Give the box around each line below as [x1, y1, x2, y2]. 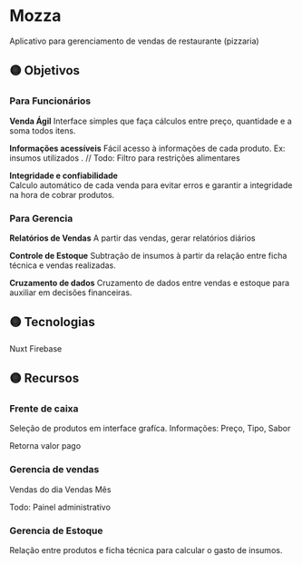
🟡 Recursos [9, 371, 80, 386]
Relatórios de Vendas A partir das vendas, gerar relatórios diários [9, 233, 256, 243]
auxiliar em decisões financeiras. [9, 287, 132, 298]
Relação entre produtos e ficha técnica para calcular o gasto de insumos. [9, 545, 283, 556]
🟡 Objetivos [9, 63, 80, 78]
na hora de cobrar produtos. [9, 189, 115, 200]
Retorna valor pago [9, 441, 82, 451]
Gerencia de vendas [9, 463, 100, 476]
